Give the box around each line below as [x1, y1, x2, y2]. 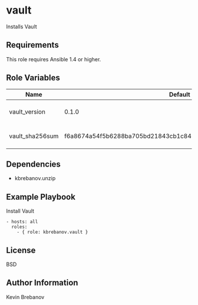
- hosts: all [6, 219, 38, 225]
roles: [11, 224, 28, 230]
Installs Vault [6, 23, 37, 30]
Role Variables [6, 73, 60, 83]
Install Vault [6, 207, 34, 215]
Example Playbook [6, 192, 75, 202]
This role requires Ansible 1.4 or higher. [6, 55, 101, 62]
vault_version [9, 107, 46, 115]
